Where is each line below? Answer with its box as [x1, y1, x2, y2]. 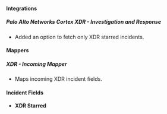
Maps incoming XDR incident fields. [14, 75, 103, 83]
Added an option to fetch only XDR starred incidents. [14, 33, 144, 40]
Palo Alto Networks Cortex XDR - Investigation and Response [6, 18, 162, 26]
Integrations [6, 5, 37, 12]
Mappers [6, 47, 29, 54]
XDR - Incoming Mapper [6, 60, 67, 68]
